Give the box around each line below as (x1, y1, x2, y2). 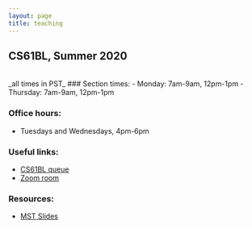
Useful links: (8, 146, 59, 157)
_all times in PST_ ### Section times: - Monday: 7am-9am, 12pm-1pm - (8, 79, 244, 89)
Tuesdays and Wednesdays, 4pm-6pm (19, 126, 149, 135)
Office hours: (8, 108, 62, 119)
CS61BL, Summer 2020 (8, 49, 128, 63)
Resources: (8, 193, 54, 204)
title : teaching (8, 19, 63, 27)
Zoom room (19, 172, 59, 182)
